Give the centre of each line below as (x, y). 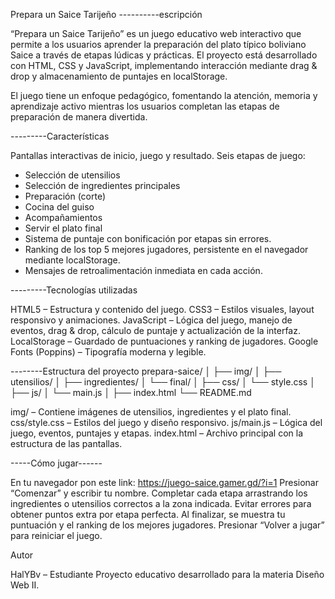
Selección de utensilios (72, 175)
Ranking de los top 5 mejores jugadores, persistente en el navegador (166, 249)
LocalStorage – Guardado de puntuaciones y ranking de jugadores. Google (164, 341)
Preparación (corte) (65, 196)
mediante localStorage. (72, 260)
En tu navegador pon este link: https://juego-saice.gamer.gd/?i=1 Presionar (165, 482)
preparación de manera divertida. (79, 117)
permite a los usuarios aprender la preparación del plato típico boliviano (158, 44)
